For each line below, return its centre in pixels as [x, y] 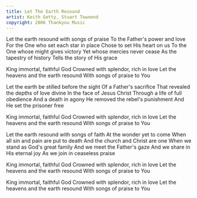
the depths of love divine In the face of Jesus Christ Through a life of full [94, 93]
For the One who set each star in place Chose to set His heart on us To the [96, 45]
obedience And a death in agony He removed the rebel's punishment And [95, 99]
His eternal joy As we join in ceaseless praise [61, 153]
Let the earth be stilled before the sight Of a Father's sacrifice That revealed [98, 87]
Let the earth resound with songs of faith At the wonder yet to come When [96, 135]
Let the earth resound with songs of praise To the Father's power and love [96, 39]
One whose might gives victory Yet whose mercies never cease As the [92, 52]
